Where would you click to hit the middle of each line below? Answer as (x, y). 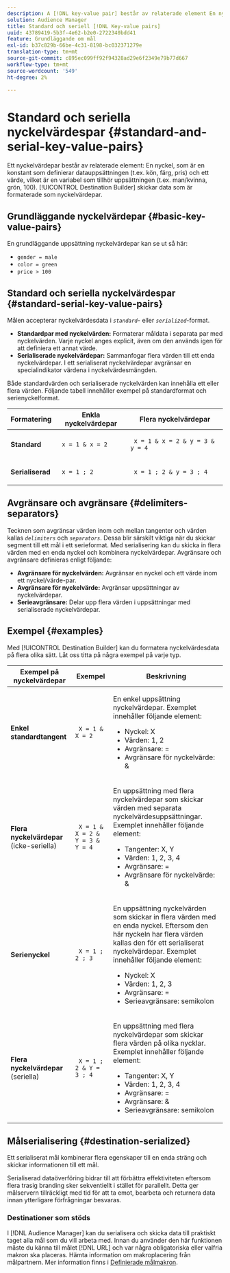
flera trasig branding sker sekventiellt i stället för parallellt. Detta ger (103, 1186)
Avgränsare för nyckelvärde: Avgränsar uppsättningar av (98, 587)
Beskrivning (166, 676)
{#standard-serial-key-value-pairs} (85, 304)
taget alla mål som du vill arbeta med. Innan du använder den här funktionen (115, 1240)
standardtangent (39, 737)
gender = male (37, 257)
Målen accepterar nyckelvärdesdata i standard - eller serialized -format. (108, 320)
